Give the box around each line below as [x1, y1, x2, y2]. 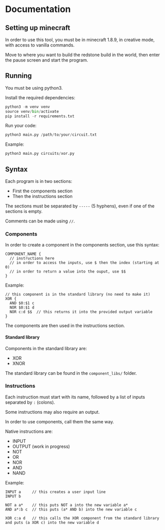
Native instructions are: [5, 428, 53, 434]
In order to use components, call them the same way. [5, 418, 114, 424]
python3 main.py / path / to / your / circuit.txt [5, 132, 97, 137]
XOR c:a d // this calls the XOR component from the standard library [5, 515, 160, 520]
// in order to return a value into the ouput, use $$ [9, 269, 126, 274]
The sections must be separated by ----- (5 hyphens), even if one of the [5, 203, 155, 209]
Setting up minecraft [5, 24, 71, 32]
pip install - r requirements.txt [5, 114, 75, 119]
